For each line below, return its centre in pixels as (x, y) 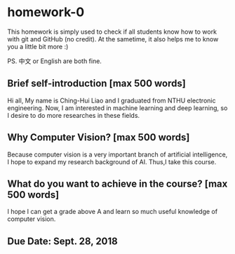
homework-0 (46, 12)
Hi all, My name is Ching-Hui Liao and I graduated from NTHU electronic (112, 100)
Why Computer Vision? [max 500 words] (99, 138)
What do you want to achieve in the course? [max (117, 183)
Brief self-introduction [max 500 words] (96, 84)
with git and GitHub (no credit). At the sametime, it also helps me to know (113, 39)
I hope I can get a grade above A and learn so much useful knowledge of (113, 212)
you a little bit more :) (38, 46)
